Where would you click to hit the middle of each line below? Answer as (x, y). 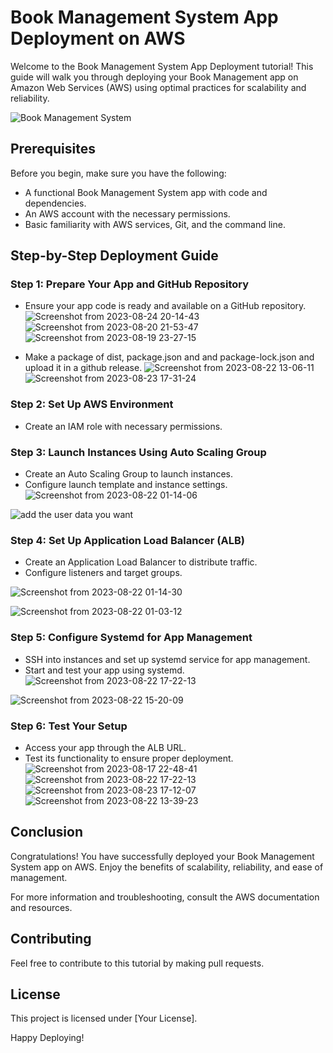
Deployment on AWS (98, 38)
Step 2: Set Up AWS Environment (92, 404)
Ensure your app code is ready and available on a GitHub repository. (165, 306)
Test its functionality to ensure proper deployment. (129, 758)
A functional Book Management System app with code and (146, 192)
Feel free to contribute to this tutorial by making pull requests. (137, 963)
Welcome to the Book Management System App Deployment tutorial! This (162, 66)
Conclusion (47, 832)
